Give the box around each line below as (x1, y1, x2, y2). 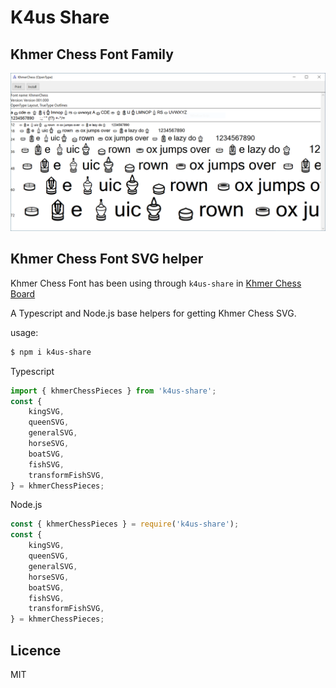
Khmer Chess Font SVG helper (10, 251, 204, 268)
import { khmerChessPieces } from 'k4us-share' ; (10, 386, 217, 396)
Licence (10, 642, 62, 659)
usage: (10, 326, 39, 338)
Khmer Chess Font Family (10, 46, 174, 63)
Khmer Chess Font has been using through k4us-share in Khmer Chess (10, 277, 302, 289)
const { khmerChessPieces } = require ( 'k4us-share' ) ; (10, 519, 240, 530)
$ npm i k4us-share (10, 347, 92, 357)
